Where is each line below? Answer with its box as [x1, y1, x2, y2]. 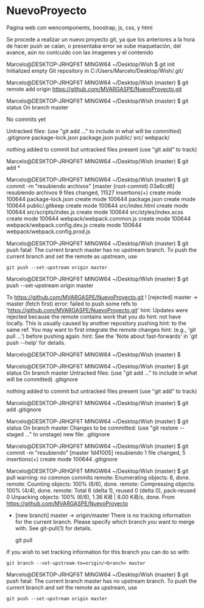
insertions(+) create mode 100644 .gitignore [6, 455, 118, 463]
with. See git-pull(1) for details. [15, 524, 93, 532]
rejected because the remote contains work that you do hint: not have [6, 313, 181, 320]
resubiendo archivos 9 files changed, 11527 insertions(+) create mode [6, 189, 181, 196]
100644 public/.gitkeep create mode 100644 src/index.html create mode [6, 202, 189, 209]
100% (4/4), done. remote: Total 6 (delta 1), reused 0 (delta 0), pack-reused [6, 486, 196, 494]
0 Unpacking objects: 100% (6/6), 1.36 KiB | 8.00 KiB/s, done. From [6, 493, 175, 500]
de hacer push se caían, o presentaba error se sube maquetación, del [6, 42, 181, 49]
